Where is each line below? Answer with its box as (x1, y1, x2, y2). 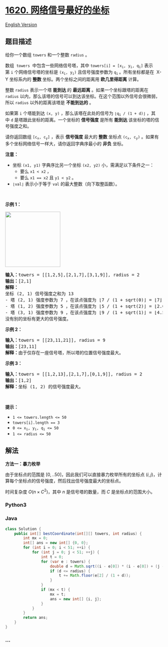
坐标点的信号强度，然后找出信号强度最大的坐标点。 (18, 478, 123, 484)
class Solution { (5, 526, 41, 531)
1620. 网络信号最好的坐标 (5, 5, 110, 16)
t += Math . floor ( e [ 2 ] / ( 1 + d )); (58, 573, 131, 578)
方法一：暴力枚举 (5, 460, 40, 467)
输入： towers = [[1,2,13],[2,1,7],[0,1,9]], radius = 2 (5, 371, 142, 377)
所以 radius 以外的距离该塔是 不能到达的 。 (5, 99, 94, 106)
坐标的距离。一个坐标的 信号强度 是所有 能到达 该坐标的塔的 (31, 117, 155, 123)
